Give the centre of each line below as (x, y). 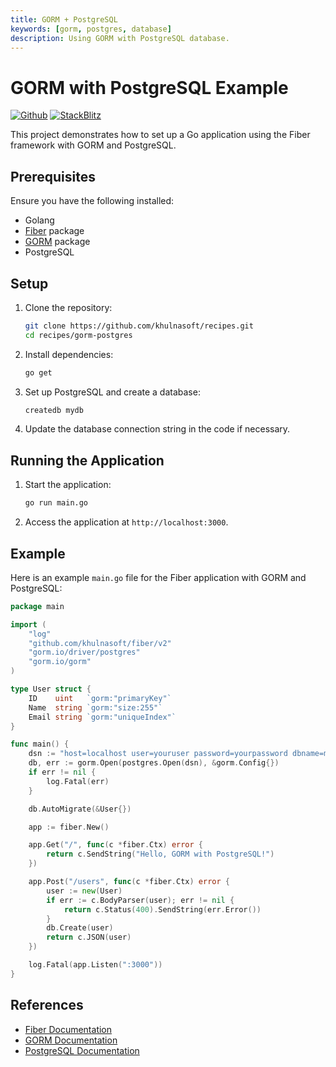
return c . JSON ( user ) (89, 937)
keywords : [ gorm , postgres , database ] (91, 29)
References (47, 1005)
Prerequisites (53, 176)
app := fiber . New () (69, 827)
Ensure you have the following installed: (92, 201)
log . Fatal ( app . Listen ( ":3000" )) (95, 965)
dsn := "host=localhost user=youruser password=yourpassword (158, 754)
